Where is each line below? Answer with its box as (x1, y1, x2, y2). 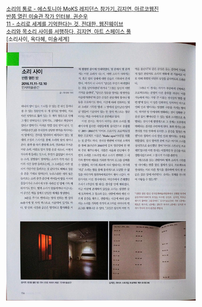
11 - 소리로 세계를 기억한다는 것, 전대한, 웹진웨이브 (6, 20, 124, 27)
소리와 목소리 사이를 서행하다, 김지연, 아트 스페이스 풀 (6, 28, 131, 35)
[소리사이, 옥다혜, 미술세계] (6, 36, 70, 42)
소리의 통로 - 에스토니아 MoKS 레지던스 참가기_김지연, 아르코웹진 (6, 5, 159, 12)
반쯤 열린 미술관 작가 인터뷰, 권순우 (6, 13, 88, 20)
